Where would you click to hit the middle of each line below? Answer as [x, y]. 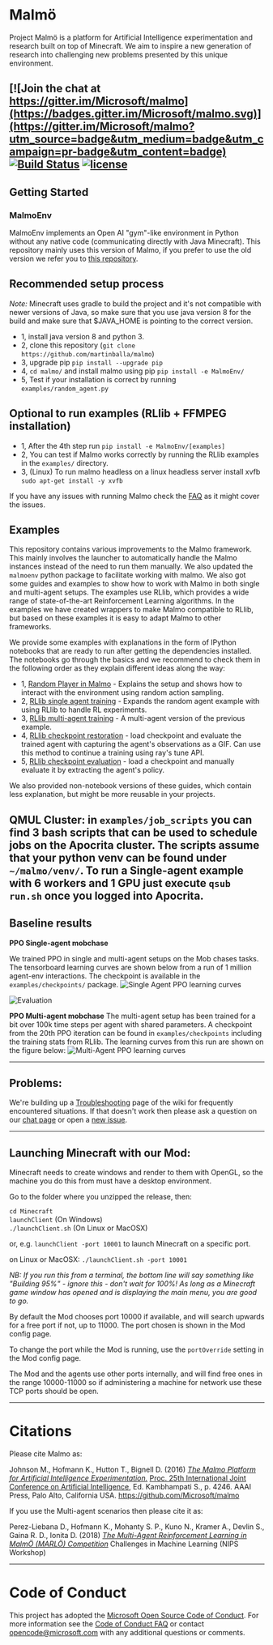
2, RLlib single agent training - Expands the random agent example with [140, 701]
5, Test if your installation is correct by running [98, 379]
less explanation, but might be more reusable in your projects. [112, 795]
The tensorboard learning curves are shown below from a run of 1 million [130, 967]
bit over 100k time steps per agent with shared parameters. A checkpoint [131, 1024]
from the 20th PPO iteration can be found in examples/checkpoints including [136, 1033]
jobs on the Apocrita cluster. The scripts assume [134, 845]
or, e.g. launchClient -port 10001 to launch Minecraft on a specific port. [130, 1244]
